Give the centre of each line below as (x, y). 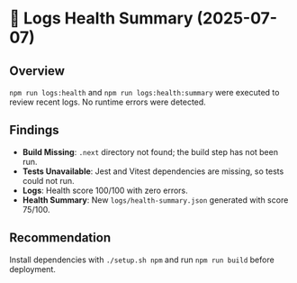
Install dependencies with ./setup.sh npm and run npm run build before (142, 260)
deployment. (32, 269)
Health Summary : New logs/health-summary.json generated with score (155, 200)
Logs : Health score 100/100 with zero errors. (105, 190)
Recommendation (60, 238)
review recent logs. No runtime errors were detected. (108, 102)
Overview (37, 71)
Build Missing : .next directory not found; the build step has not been (150, 151)
